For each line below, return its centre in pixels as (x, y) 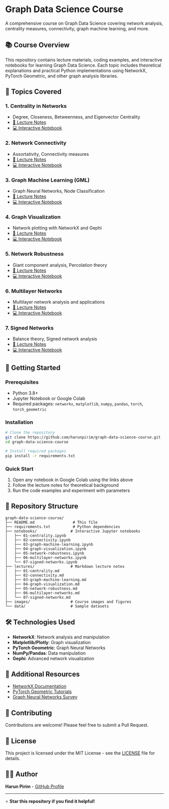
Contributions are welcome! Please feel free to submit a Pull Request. (77, 725)
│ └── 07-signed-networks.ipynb (41, 562)
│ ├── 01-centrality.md (32, 571)
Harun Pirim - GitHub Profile (35, 786)
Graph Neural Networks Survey (45, 697)
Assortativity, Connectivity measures (51, 154)
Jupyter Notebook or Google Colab (49, 398)
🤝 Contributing (29, 713)
